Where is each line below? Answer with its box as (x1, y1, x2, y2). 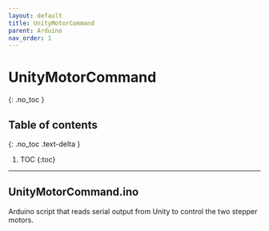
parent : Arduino (8, 26, 62, 34)
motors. (8, 215, 34, 225)
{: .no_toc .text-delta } (8, 139, 81, 149)
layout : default (8, 11, 62, 20)
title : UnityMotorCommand (8, 19, 94, 27)
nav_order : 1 (8, 34, 52, 42)
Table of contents (8, 117, 98, 132)
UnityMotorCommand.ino (8, 185, 139, 199)
